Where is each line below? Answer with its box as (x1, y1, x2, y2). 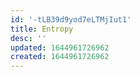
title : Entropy (10, 24, 74, 34)
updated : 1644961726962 (10, 42, 110, 53)
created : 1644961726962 (10, 52, 110, 62)
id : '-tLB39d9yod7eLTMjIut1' (10, 14, 132, 25)
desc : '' (10, 33, 47, 43)
